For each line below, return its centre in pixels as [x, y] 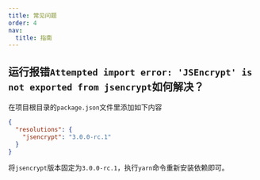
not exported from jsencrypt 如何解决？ [106, 87]
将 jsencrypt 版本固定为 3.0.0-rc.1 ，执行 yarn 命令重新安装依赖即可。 [119, 168]
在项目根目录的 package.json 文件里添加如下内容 [85, 107]
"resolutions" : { [44, 129]
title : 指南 [34, 38]
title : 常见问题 [32, 15]
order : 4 [23, 23]
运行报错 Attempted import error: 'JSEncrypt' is [130, 72]
